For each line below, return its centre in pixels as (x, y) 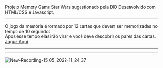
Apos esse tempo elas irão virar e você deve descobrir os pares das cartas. (81, 36)
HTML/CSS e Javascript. (30, 12)
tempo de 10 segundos (28, 31)
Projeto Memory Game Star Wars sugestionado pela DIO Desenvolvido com (81, 7)
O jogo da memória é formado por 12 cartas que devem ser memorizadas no (81, 26)
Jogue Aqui (16, 42)
